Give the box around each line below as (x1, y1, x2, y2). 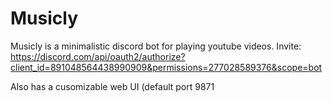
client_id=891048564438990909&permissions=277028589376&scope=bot (10, 61, 323, 73)
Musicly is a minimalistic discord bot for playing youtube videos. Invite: (10, 40, 302, 52)
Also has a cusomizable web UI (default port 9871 (10, 80, 215, 92)
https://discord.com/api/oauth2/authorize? (10, 50, 186, 62)
